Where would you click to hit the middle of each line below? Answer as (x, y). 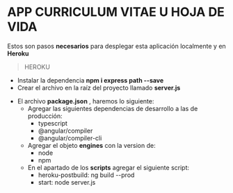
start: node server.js (67, 182)
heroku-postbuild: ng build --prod (86, 175)
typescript (53, 123)
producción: (45, 116)
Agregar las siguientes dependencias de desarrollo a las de (113, 108)
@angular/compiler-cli (70, 138)
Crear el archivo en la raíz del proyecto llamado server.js (99, 87)
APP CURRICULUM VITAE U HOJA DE (116, 12)
